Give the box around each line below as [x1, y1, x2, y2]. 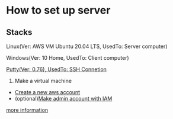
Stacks [6, 27, 33, 37]
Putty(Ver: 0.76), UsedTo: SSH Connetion [6, 66, 107, 73]
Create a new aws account [14, 89, 81, 95]
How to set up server [6, 4, 111, 17]
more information [6, 107, 49, 113]
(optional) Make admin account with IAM [14, 95, 113, 102]
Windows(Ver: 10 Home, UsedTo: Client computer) [6, 54, 129, 61]
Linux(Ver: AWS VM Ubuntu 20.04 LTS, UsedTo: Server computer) [6, 43, 168, 50]
